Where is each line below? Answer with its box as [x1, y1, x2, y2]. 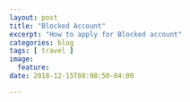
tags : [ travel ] [9, 47, 74, 55]
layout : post [9, 13, 58, 22]
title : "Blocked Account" [9, 21, 106, 30]
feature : [17, 64, 50, 72]
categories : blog [9, 38, 74, 47]
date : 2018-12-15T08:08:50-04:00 [9, 72, 134, 81]
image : [9, 55, 34, 64]
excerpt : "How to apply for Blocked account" [9, 30, 182, 38]
